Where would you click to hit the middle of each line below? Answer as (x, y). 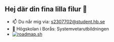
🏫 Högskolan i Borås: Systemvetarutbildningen (61, 28)
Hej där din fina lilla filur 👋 (46, 9)
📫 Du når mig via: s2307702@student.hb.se (58, 21)
